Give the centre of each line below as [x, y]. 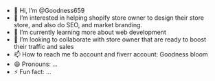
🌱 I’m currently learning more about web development [90, 32]
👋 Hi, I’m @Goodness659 [49, 11]
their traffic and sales [44, 47]
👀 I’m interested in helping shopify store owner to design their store [109, 18]
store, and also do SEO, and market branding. [78, 25]
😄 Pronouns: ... [36, 64]
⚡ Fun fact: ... [32, 72]
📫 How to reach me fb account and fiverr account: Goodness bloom [111, 54]
